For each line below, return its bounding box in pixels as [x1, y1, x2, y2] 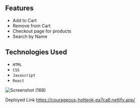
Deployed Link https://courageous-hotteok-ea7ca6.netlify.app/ [5, 96, 135, 102]
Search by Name [12, 33, 48, 39]
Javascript [12, 73, 36, 78]
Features [5, 4, 34, 13]
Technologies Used [5, 48, 67, 57]
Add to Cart [12, 17, 37, 23]
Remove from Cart [12, 23, 51, 29]
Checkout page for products [12, 28, 72, 34]
